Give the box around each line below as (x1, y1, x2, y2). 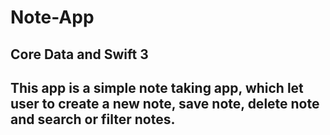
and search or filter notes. (10, 111, 176, 128)
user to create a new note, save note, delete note (10, 95, 320, 112)
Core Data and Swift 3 (10, 46, 149, 63)
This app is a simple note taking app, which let (10, 79, 304, 96)
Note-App (10, 6, 95, 29)
